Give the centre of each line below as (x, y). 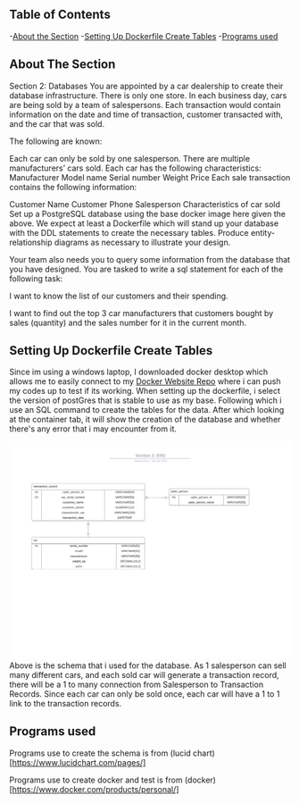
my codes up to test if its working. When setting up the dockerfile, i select (145, 391)
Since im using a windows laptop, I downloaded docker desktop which (139, 372)
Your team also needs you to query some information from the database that (150, 259)
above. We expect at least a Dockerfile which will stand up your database (144, 223)
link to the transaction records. (66, 703)
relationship (31, 242)
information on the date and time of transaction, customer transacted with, (146, 114)
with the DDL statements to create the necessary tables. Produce (129, 232)
